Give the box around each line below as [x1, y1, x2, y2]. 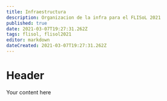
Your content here [6, 88, 51, 96]
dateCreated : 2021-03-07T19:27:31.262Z [6, 43, 107, 49]
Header [6, 69, 44, 82]
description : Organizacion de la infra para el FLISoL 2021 [6, 15, 162, 21]
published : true [6, 20, 47, 26]
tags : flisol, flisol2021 [6, 31, 71, 37]
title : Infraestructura [6, 8, 67, 15]
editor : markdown [6, 37, 50, 43]
